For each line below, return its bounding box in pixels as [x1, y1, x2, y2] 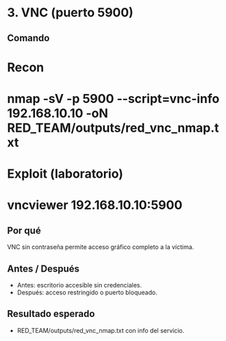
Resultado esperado [7, 308, 95, 320]
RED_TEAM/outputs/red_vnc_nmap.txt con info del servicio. [16, 326, 185, 334]
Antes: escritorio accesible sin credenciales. [16, 281, 142, 289]
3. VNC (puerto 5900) [7, 5, 134, 21]
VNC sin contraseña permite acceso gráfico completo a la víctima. [7, 243, 194, 251]
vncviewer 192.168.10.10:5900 [7, 198, 183, 213]
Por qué [7, 224, 41, 236]
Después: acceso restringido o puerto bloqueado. [16, 288, 158, 296]
